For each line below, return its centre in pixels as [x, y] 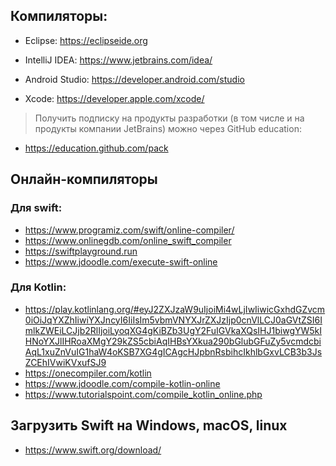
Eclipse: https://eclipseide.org [86, 40]
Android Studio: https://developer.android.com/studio [134, 79]
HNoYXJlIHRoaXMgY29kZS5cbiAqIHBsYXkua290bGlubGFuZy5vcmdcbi [173, 341]
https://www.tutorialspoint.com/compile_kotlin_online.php [143, 394]
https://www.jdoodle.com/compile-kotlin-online [122, 383]
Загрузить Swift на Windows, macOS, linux [149, 425]
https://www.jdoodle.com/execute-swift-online [121, 261]
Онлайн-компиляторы [84, 179]
